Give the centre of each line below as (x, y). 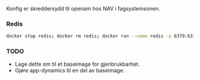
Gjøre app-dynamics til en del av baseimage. (70, 71)
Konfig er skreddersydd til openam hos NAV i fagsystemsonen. (83, 9)
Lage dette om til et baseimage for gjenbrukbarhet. (77, 64)
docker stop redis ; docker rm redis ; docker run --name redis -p (89, 36)
